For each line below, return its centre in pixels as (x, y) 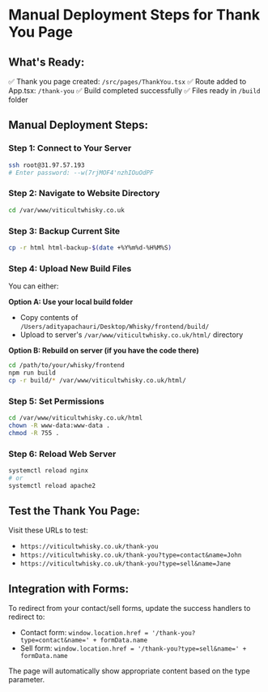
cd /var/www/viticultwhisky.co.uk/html (76, 418)
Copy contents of (49, 318)
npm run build (32, 373)
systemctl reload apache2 (52, 485)
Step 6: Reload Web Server (62, 454)
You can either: (34, 286)
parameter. (27, 680)
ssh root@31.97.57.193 (47, 165)
